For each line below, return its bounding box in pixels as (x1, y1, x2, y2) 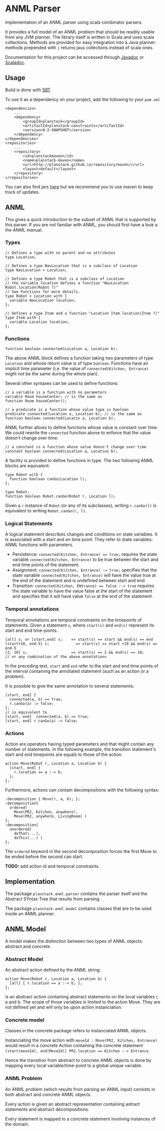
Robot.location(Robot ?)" (5, 285, 58, 290)
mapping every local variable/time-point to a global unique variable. (5, 1062, 143, 1069)
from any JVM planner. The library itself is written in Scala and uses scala (5, 34, 154, 40)
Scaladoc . (5, 59, 26, 65)
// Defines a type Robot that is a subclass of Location (5, 276, 125, 281)
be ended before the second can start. (5, 854, 84, 859)
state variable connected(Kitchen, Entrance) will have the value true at (12, 572, 156, 578)
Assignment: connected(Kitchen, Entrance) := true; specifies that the (12, 567, 157, 573)
